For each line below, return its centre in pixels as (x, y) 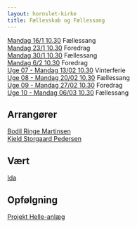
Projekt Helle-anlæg (36, 216)
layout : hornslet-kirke (42, 14)
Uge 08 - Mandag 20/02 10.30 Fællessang (68, 77)
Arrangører (32, 114)
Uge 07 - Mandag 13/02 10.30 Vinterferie (66, 70)
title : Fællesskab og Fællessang (56, 20)
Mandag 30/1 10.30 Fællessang (52, 55)
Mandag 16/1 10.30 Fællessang (52, 40)
